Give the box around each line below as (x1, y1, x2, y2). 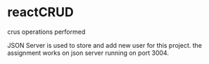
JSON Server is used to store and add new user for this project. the (7, 41, 203, 49)
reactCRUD (7, 4, 74, 20)
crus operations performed (7, 27, 86, 36)
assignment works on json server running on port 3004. (7, 49, 169, 57)
